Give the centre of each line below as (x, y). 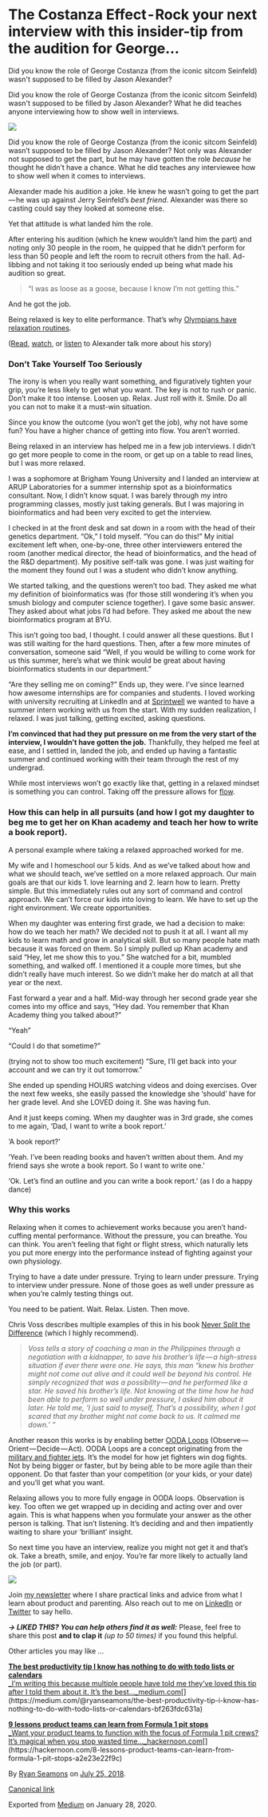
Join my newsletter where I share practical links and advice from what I (125, 1594)
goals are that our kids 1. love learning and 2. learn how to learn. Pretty (124, 882)
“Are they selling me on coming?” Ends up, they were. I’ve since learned (126, 684)
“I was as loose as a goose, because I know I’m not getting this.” (133, 288)
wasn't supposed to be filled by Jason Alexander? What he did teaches (125, 103)
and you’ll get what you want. (57, 1482)
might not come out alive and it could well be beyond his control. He (140, 1374)
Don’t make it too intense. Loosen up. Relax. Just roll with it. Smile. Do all (128, 398)
